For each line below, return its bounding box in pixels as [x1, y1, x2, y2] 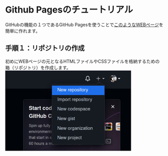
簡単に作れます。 [5, 28, 40, 34]
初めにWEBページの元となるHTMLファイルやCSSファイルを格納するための [5, 58, 160, 64]
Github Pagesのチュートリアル [5, 4, 133, 16]
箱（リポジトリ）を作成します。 [5, 64, 71, 70]
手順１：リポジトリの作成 [5, 44, 85, 53]
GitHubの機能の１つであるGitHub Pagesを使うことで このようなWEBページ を [5, 22, 163, 28]
